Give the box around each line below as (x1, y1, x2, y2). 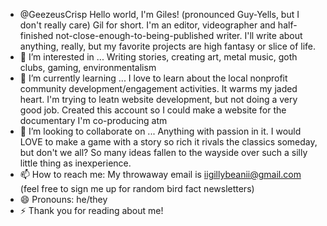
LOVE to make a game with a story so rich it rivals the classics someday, (19, 136, 318, 148)
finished (19, 30, 54, 41)
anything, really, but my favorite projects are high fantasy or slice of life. (19, 40, 317, 52)
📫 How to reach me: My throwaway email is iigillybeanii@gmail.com (19, 169, 302, 180)
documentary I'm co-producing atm (19, 115, 168, 126)
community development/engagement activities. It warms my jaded (19, 83, 298, 94)
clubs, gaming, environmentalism (19, 62, 157, 73)
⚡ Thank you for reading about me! (19, 205, 164, 216)
